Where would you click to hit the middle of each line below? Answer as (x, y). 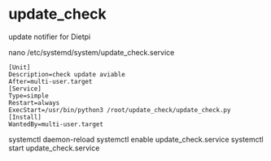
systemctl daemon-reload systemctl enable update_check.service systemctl (136, 139)
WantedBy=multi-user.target (56, 124)
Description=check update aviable (67, 74)
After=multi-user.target (50, 81)
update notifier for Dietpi (50, 37)
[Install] (25, 117)
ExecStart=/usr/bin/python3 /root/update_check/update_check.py (120, 110)
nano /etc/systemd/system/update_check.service (92, 52)
